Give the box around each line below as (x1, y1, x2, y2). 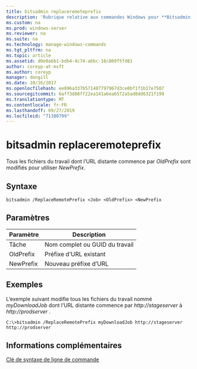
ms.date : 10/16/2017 (6, 80, 57, 86)
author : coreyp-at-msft (6, 63, 65, 70)
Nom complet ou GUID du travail (44, 240, 134, 249)
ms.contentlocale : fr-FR (6, 102, 67, 108)
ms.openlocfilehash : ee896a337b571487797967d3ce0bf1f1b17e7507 (6, 86, 165, 92)
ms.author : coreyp (6, 69, 51, 75)
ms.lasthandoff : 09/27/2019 (6, 107, 75, 113)
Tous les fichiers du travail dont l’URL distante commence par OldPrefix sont (6, 158, 191, 165)
